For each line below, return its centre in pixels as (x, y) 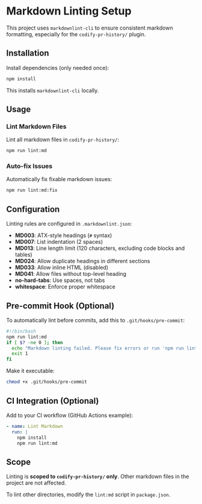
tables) (23, 255)
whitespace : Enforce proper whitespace (65, 287)
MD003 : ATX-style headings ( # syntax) (63, 235)
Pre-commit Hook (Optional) (60, 306)
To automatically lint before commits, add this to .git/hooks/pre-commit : (96, 320)
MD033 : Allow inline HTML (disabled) (62, 267)
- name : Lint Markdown (35, 426)
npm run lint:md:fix (32, 190)
